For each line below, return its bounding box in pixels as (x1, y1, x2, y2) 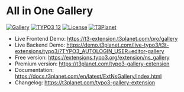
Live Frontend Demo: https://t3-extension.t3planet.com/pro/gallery (14, 35, 178, 42)
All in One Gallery (6, 4, 93, 18)
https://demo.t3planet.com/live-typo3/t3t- (66, 41, 170, 48)
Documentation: (14, 66, 54, 73)
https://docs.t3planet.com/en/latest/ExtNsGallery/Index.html (14, 73, 162, 80)
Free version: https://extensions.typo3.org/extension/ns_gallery (14, 54, 170, 61)
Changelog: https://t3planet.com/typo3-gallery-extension (14, 78, 156, 86)
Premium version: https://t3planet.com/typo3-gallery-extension (14, 60, 170, 67)
